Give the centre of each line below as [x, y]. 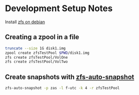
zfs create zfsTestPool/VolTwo [36, 62]
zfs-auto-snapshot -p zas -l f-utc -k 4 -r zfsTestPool [62, 88]
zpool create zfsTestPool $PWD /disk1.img [47, 53]
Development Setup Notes [59, 8]
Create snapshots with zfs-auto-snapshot [69, 77]
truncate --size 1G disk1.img [35, 48]
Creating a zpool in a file [42, 37]
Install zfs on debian [25, 22]
